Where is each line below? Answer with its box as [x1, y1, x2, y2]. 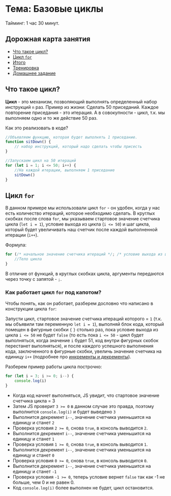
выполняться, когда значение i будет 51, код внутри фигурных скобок [5, 337, 159, 344]
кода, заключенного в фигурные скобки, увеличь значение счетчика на [5, 348, 162, 354]
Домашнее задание [12, 70, 56, 76]
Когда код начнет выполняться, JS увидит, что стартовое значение [12, 392, 159, 398]
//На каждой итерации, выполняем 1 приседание [14, 167, 115, 173]
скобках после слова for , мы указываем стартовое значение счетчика [5, 216, 160, 222]
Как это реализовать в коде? [5, 125, 69, 131]
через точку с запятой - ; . [5, 276, 62, 282]
